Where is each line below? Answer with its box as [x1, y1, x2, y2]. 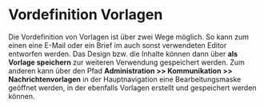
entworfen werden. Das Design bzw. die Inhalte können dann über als [8, 49, 238, 58]
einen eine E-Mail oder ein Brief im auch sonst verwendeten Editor [8, 40, 227, 50]
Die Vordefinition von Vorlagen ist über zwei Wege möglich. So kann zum [8, 32, 250, 42]
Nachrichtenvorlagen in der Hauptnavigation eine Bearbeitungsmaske [8, 74, 242, 84]
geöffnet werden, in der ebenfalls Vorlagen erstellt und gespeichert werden [8, 82, 258, 93]
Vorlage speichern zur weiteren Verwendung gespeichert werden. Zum [8, 57, 246, 67]
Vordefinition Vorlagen [8, 6, 163, 24]
